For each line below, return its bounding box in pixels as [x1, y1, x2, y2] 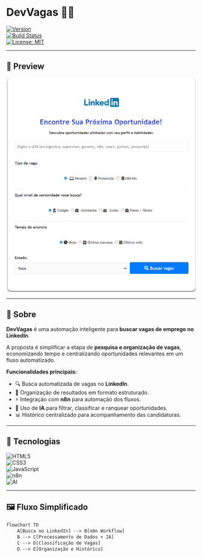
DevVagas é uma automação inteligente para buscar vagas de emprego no [6, 325, 194, 332]
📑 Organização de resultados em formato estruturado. [14, 388, 149, 396]
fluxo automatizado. [6, 356, 56, 364]
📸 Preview [6, 62, 44, 72]
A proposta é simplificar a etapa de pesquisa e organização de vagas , [6, 343, 182, 350]
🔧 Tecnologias [6, 437, 61, 447]
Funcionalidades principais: [6, 368, 78, 375]
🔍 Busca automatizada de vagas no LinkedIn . [14, 380, 129, 387]
